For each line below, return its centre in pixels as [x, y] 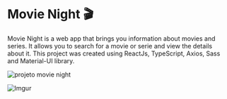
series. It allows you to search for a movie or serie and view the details [110, 46]
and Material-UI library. [41, 60]
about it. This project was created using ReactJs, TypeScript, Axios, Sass [114, 53]
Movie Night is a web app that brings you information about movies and [111, 38]
